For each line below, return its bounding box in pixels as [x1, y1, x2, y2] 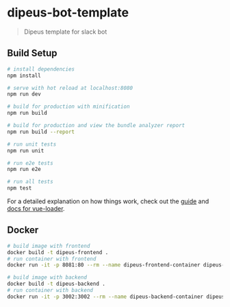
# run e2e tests [7, 159, 53, 166]
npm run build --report [7, 128, 75, 135]
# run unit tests [7, 141, 57, 148]
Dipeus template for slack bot [23, 27, 107, 36]
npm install [7, 72, 41, 79]
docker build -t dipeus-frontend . [7, 249, 109, 255]
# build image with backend [7, 274, 88, 281]
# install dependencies [7, 65, 75, 73]
